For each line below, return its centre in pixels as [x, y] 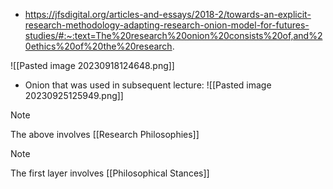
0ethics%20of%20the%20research [98, 46]
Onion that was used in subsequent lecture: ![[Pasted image [148, 85]
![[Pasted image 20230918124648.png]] [92, 65]
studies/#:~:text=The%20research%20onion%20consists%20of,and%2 [173, 35]
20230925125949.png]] [74, 95]
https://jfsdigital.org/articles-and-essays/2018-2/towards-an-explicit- [168, 14]
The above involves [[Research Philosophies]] [105, 134]
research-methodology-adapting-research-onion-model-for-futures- [167, 25]
